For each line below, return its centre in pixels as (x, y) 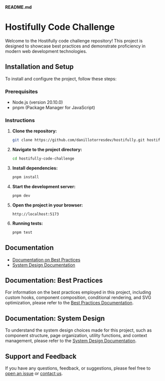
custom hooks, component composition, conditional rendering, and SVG (78, 297)
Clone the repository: (34, 131)
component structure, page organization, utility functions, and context (76, 336)
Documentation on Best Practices (46, 259)
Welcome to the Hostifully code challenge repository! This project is (74, 41)
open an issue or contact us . (34, 373)
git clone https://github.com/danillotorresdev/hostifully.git (79, 140)
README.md (18, 7)
